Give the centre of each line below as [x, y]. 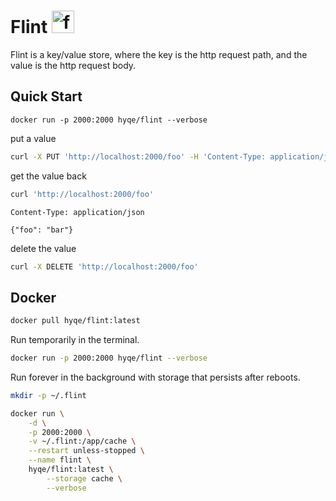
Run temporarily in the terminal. [75, 340]
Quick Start [46, 96]
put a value [33, 138]
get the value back [48, 176]
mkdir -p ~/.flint [48, 395]
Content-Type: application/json [77, 212]
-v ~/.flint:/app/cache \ [82, 441]
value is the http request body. [73, 65]
